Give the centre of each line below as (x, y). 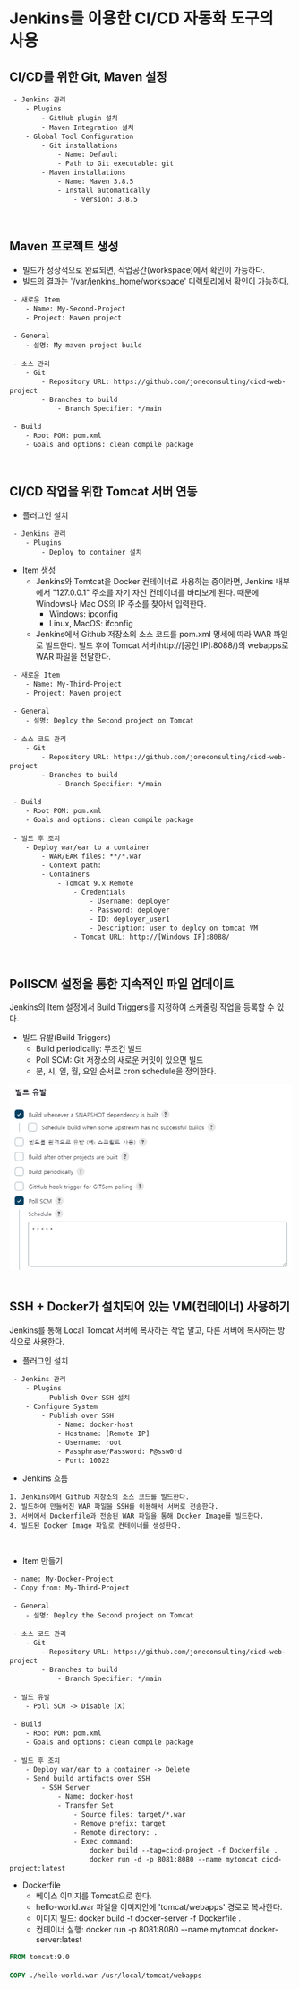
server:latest (59, 1939)
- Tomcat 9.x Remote (95, 883)
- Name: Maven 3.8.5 (95, 181)
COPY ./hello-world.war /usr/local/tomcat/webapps (106, 1976)
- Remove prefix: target (120, 1823)
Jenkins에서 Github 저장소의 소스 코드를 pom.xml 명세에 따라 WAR (154, 634)
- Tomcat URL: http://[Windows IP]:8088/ (151, 937)
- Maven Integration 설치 (88, 127)
